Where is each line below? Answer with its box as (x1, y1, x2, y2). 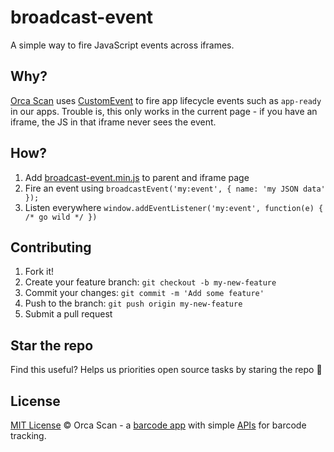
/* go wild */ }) (24, 212, 98, 222)
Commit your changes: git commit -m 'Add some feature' (24, 287, 265, 299)
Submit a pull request (24, 308, 113, 320)
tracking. (10, 430, 47, 441)
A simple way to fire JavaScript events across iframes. (10, 39, 235, 51)
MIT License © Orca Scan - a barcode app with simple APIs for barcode (10, 419, 307, 431)
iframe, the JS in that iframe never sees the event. (10, 116, 217, 128)
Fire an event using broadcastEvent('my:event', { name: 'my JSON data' (24, 182, 326, 194)
